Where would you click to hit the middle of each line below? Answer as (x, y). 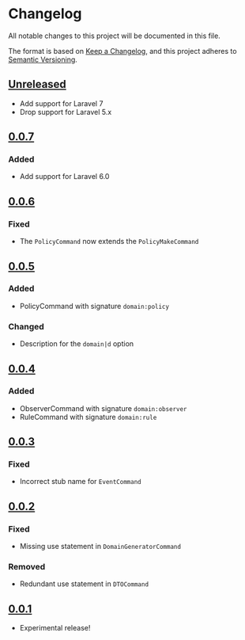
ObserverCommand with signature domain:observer (103, 408)
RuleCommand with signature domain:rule (88, 417)
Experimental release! (55, 628)
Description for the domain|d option (77, 344)
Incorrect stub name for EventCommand (80, 482)
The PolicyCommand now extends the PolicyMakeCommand (109, 242)
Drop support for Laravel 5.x (66, 112)
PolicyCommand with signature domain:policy (94, 306)
